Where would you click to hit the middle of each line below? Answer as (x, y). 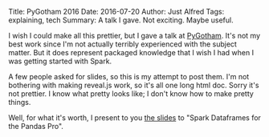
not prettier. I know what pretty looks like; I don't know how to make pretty (131, 94)
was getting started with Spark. (60, 61)
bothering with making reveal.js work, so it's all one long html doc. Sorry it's (134, 85)
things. (20, 102)
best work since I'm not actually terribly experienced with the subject (122, 44)
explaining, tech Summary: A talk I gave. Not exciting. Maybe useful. (121, 20)
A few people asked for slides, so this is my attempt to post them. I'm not (129, 77)
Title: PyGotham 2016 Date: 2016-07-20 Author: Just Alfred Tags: (116, 12)
